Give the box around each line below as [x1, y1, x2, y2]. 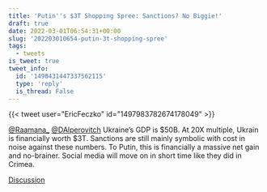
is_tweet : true [8, 58, 60, 66]
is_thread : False [15, 87, 74, 96]
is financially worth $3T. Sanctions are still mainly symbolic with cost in [8, 134, 245, 143]
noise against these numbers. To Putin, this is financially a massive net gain [8, 143, 260, 152]
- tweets [15, 49, 45, 58]
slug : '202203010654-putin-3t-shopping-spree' [8, 34, 168, 43]
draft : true [8, 19, 49, 28]
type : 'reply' [15, 79, 63, 87]
